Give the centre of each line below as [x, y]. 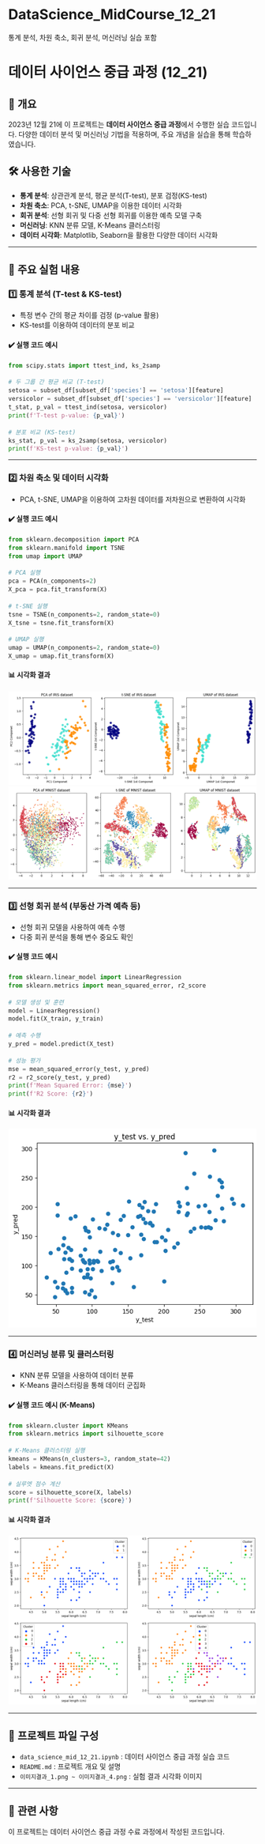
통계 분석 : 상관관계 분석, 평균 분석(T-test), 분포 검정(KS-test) [113, 195]
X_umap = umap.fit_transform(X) [61, 656]
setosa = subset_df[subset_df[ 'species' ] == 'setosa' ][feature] [116, 390]
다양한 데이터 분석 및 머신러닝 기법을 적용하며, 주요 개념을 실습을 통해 [125, 134]
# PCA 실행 [24, 573]
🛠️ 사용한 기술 [40, 172]
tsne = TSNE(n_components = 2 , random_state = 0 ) [84, 614]
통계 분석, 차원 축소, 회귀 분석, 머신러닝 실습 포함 [83, 37]
